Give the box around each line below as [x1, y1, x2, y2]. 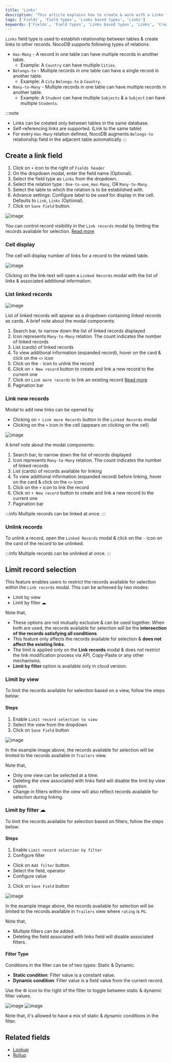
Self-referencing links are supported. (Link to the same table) [12, 126, 142, 132]
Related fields [5, 1033, 50, 1041]
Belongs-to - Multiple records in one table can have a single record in [12, 68, 159, 74]
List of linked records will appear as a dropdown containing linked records [5, 312, 161, 318]
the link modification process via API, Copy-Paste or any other [12, 652, 144, 658]
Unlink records [5, 523, 42, 530]
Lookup [12, 1047, 29, 1053]
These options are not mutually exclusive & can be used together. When [12, 619, 165, 626]
